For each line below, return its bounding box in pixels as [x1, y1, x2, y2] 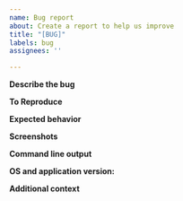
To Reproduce [9, 96, 63, 108]
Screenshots [9, 131, 58, 142]
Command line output [9, 149, 92, 160]
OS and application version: [9, 166, 115, 177]
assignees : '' [9, 47, 63, 56]
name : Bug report [9, 13, 74, 22]
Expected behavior [9, 114, 82, 125]
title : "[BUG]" [9, 30, 66, 39]
